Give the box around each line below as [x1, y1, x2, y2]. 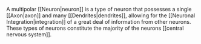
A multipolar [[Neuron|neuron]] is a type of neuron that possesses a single [6, 6, 192, 12]
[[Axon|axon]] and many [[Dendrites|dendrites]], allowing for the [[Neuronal [6, 12, 196, 19]
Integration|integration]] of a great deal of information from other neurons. [6, 18, 191, 25]
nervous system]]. [6, 31, 52, 38]
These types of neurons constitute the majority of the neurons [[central [6, 24, 184, 32]
